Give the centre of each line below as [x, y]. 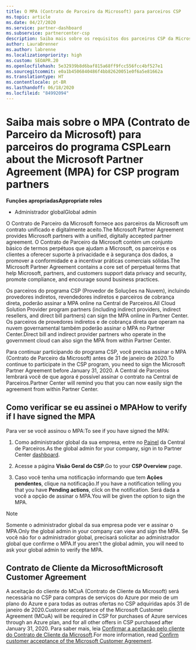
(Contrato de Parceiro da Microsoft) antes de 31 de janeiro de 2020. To [90, 358]
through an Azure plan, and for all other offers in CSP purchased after [90, 622]
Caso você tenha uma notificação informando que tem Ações [89, 477]
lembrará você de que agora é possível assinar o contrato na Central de [92, 377]
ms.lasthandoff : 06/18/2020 [40, 88]
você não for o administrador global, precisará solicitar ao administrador [93, 537]
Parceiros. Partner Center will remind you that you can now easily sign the [94, 383]
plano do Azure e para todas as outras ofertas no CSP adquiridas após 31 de [98, 604]
